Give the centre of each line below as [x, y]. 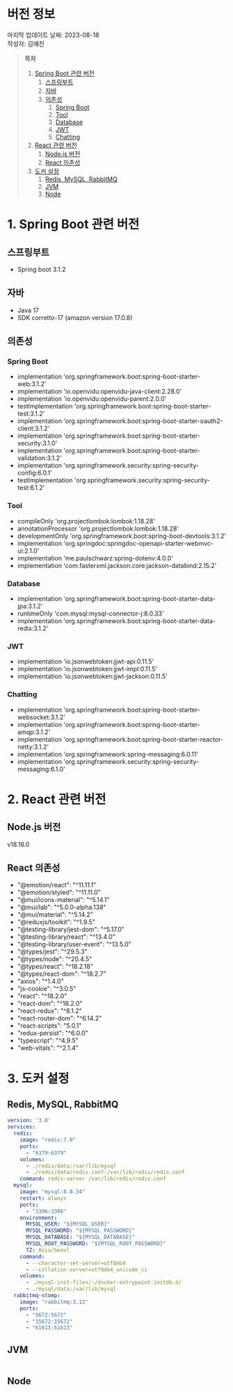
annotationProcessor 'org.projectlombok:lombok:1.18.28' [98, 528]
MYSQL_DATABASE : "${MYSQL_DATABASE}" [80, 1237]
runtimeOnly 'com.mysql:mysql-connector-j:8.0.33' [91, 613]
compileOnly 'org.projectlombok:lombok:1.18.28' [86, 521]
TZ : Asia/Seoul [48, 1250]
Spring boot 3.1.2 [41, 269]
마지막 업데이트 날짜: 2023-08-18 [53, 35]
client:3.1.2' [33, 429]
